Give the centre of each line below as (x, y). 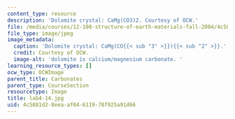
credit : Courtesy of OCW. (51, 53)
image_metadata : (31, 40)
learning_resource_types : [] (50, 66)
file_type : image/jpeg (40, 33)
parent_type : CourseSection (48, 85)
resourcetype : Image (37, 92)
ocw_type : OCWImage (36, 72)
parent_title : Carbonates (45, 79)
